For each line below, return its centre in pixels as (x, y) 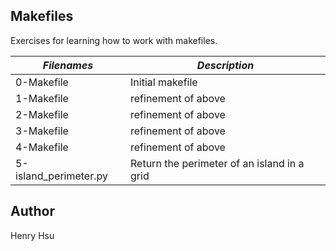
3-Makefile (42, 131)
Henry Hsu (32, 235)
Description (225, 65)
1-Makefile (42, 98)
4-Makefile (42, 147)
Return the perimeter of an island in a (217, 163)
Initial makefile (164, 82)
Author (32, 211)
